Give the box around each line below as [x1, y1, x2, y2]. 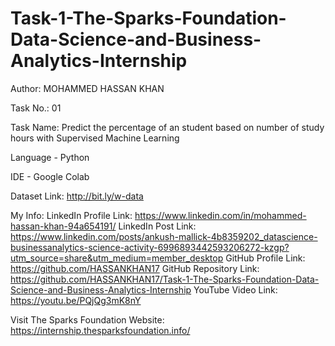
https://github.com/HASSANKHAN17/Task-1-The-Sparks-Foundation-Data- [10, 273, 320, 285]
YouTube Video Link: [193, 283, 278, 296]
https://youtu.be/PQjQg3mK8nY [10, 294, 142, 306]
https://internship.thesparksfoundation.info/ [10, 324, 191, 336]
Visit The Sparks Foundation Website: [10, 313, 165, 326]
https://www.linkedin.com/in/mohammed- [134, 209, 307, 221]
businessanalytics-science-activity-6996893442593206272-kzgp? [10, 241, 290, 253]
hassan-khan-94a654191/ [10, 220, 117, 232]
